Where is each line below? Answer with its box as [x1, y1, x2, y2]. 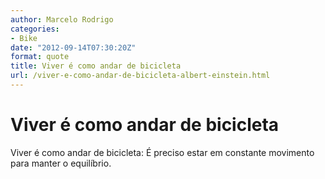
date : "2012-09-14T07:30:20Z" [10, 42, 137, 53]
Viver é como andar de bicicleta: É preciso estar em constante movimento [10, 146, 315, 158]
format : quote [10, 52, 70, 62]
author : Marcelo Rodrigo [10, 14, 114, 25]
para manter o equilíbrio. [10, 157, 112, 169]
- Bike [10, 33, 38, 43]
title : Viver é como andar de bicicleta [10, 61, 182, 71]
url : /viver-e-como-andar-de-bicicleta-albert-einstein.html [10, 71, 271, 81]
